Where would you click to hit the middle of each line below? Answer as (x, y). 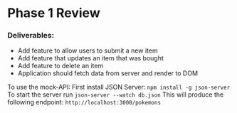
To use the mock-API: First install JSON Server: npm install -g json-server (119, 87)
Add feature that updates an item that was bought (90, 58)
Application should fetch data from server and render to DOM (107, 73)
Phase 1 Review (54, 13)
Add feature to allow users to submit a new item (88, 50)
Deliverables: (31, 36)
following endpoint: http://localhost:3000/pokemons (84, 102)
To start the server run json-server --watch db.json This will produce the (116, 95)
